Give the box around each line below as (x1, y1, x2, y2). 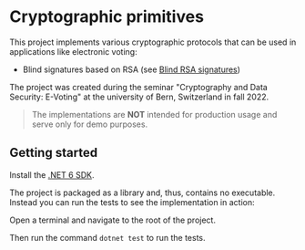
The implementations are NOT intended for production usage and (31, 109, 278, 120)
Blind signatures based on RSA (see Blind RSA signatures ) (22, 64, 241, 75)
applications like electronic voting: (9, 46, 138, 57)
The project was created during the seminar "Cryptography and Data (9, 81, 269, 92)
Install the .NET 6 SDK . (9, 169, 95, 180)
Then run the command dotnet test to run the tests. (9, 232, 207, 243)
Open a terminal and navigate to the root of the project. (9, 214, 217, 225)
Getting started (9, 145, 98, 161)
